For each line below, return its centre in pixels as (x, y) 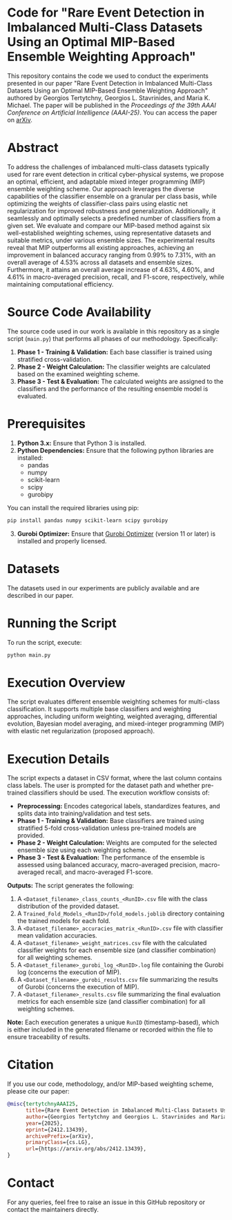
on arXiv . (20, 119)
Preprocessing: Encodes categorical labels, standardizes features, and (118, 806)
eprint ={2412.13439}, (57, 1130)
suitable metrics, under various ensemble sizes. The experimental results (111, 240)
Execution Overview (66, 682)
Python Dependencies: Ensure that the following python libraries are (115, 450)
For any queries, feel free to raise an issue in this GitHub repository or (106, 1202)
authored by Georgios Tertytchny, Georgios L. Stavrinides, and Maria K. (109, 97)
